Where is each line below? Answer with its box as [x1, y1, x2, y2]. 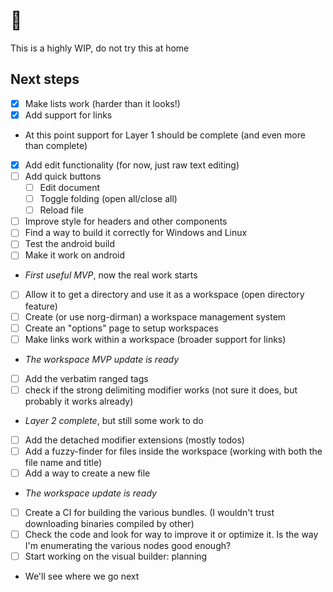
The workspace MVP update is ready [24, 353, 180, 365]
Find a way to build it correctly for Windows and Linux [24, 227, 248, 239]
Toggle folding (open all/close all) [39, 193, 178, 205]
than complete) [24, 139, 88, 151]
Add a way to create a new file [24, 467, 151, 479]
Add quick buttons [24, 170, 102, 182]
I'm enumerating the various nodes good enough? [24, 540, 232, 552]
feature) [24, 300, 58, 312]
